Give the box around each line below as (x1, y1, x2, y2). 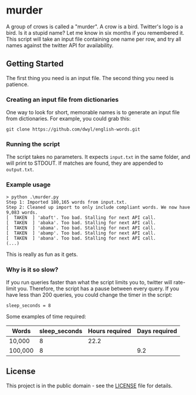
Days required (137, 327, 177, 335)
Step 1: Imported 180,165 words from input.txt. (6, 199, 127, 205)
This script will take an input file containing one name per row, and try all (6, 35, 181, 42)
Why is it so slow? (6, 265, 59, 274)
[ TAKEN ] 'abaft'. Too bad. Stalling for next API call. (6, 214, 157, 221)
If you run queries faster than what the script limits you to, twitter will (6, 278, 173, 286)
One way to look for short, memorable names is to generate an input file (6, 109, 180, 116)
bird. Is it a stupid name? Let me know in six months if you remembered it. (6, 29, 185, 36)
